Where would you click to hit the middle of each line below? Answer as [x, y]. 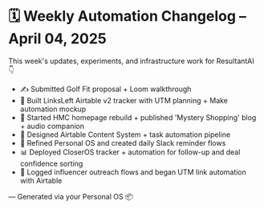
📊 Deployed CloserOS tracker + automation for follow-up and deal [130, 152]
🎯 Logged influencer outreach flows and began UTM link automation [133, 172]
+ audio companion [52, 126]
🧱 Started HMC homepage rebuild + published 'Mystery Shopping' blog [138, 117]
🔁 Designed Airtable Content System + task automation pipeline [125, 135]
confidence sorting [51, 163]
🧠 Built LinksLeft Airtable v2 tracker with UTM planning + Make [124, 100]
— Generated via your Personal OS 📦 [71, 196]
